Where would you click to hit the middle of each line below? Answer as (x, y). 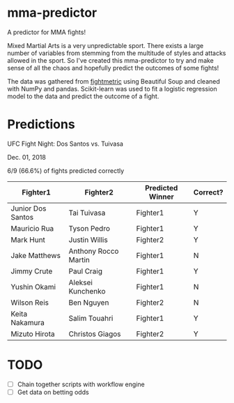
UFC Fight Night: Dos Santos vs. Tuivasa (65, 144)
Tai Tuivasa (87, 213)
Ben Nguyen (89, 303)
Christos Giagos (95, 334)
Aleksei (80, 282)
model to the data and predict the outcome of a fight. (83, 96)
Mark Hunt (28, 240)
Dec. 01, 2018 (27, 157)
